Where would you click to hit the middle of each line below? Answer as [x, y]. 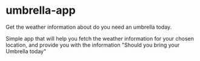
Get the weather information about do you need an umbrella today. [89, 27]
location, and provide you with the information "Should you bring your [93, 45]
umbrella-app [41, 10]
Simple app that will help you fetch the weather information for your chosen [100, 38]
